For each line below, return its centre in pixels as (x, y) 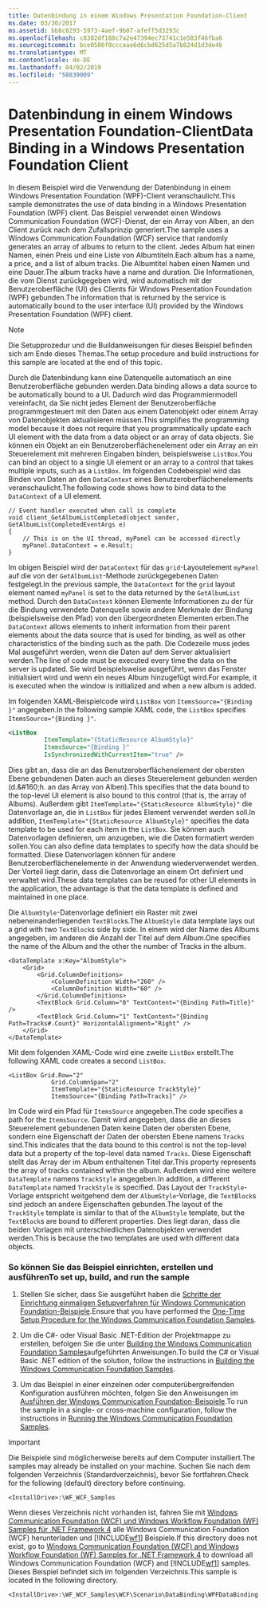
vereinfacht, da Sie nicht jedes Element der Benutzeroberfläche (112, 402)
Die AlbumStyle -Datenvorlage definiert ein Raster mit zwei (103, 912)
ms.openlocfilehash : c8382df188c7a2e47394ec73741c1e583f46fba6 (116, 38)
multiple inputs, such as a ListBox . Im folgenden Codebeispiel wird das (125, 470)
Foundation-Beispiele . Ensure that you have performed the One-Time (132, 1311)
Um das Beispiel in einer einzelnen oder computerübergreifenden (127, 1385)
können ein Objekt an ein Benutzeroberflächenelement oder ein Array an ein (133, 445)
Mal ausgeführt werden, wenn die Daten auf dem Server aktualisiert (120, 652)
